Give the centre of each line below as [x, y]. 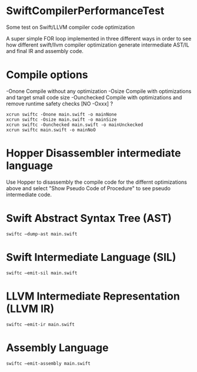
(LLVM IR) [30, 309]
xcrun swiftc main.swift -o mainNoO [51, 130]
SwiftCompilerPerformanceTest [85, 11]
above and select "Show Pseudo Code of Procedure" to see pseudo [88, 188]
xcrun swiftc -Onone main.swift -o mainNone [61, 114]
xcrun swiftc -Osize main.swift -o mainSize [61, 119]
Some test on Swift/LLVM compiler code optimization [71, 27]
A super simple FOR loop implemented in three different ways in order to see [99, 38]
